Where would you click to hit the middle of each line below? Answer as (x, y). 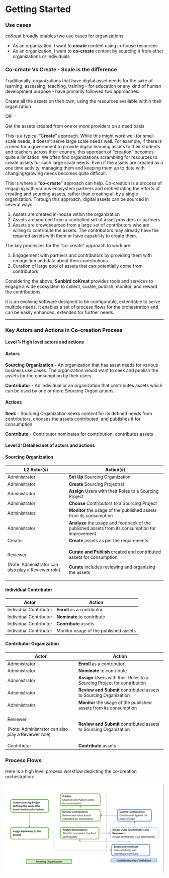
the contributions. (23, 291)
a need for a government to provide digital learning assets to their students (83, 146)
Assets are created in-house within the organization (66, 214)
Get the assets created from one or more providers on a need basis (75, 126)
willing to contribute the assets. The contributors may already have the (86, 230)
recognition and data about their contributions (60, 260)
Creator (15, 540)
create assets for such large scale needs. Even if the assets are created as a (84, 162)
